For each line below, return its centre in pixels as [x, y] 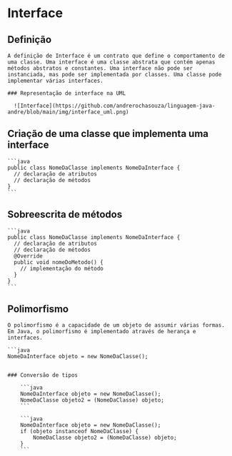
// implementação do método [62, 268]
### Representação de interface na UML [67, 93]
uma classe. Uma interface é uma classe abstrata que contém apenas [111, 62]
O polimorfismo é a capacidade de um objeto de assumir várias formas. [116, 325]
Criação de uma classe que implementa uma [108, 134]
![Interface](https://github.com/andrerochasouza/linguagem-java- [115, 106]
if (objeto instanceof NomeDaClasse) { [80, 432]
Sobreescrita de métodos [65, 214]
